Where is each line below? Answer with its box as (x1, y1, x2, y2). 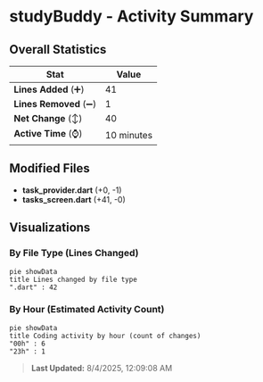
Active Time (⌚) (13, 128, 83, 139)
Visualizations (9, 220, 91, 236)
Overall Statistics (9, 42, 107, 57)
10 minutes (104, 129, 153, 141)
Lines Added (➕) (13, 83, 85, 95)
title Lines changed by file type (9, 275, 138, 284)
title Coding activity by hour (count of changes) (9, 331, 201, 340)
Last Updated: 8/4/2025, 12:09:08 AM (30, 362, 173, 373)
